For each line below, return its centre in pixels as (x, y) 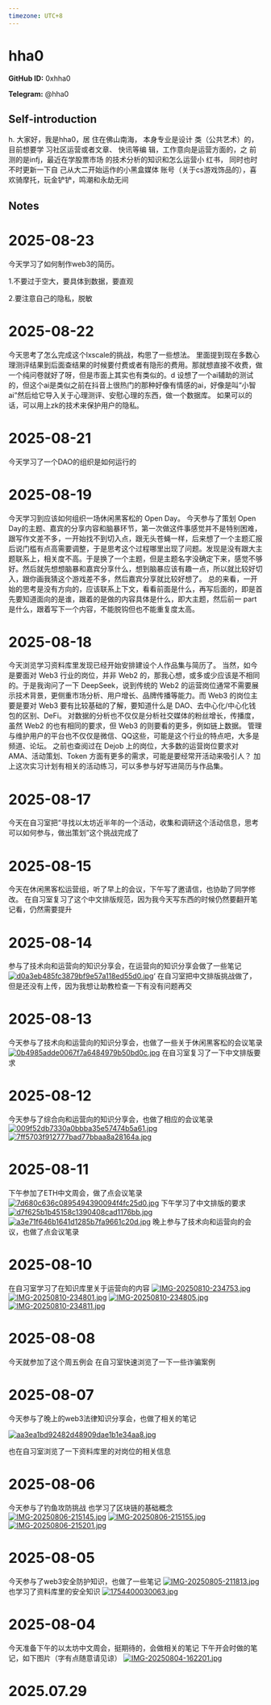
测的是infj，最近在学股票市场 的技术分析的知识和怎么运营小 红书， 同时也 (130, 160)
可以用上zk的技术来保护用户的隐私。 (83, 405)
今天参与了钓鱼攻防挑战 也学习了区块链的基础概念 (91, 1507)
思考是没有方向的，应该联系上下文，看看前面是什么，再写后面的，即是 (139, 589)
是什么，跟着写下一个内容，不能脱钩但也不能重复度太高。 (104, 609)
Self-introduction (53, 119)
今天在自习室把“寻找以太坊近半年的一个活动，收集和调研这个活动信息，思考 (134, 823)
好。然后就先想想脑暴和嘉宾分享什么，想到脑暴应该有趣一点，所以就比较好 (132, 568)
